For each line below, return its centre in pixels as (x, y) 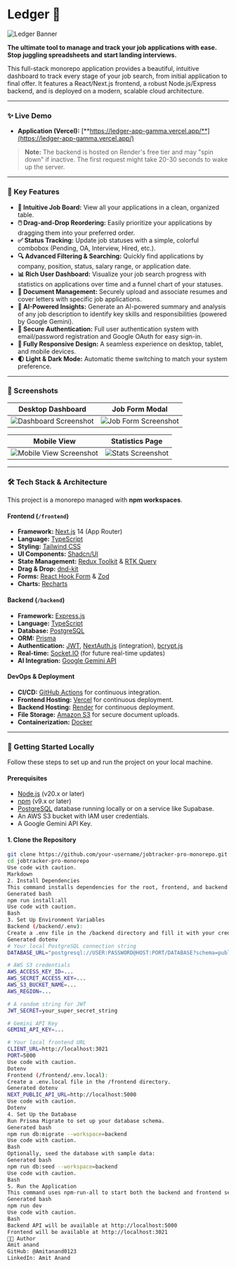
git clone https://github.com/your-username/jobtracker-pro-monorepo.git (118, 855)
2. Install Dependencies (44, 881)
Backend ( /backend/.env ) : (45, 927)
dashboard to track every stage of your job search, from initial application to (117, 76)
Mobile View (54, 441)
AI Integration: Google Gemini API (67, 661)
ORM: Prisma (37, 638)
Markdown (20, 874)
